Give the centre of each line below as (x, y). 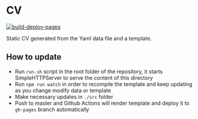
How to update (34, 57)
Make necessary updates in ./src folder (64, 96)
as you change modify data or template (63, 90)
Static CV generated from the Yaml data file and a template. (79, 38)
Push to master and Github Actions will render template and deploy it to (102, 103)
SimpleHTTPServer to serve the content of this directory (84, 77)
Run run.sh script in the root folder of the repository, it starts (89, 71)
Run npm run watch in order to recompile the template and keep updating (103, 84)
